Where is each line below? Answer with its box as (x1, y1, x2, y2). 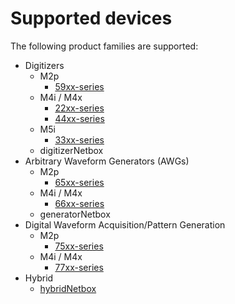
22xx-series (54, 102, 105, 114)
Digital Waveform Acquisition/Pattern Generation (24, 218, 226, 231)
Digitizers (24, 59, 65, 71)
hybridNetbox (39, 282, 97, 294)
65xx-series (54, 176, 105, 188)
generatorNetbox (39, 208, 111, 220)
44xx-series (54, 112, 105, 124)
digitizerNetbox (39, 144, 104, 156)
